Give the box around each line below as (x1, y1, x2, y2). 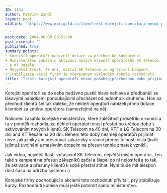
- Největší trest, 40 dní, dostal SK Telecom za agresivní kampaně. (5, 67, 150, 72)
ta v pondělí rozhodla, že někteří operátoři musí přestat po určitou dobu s (5, 120, 155, 127)
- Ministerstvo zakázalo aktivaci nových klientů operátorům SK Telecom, (5, 58, 162, 63)
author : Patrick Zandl (5, 12, 52, 17)
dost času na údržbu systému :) (5, 167, 71, 173)
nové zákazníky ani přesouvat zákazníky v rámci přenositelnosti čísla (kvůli (5, 136, 159, 142)
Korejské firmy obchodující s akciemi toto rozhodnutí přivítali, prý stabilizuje (5, 177, 160, 183)
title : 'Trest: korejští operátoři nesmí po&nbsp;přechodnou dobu (5, 77, 146, 82)
